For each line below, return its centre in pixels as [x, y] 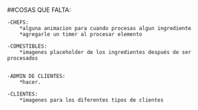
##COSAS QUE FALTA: [39, 10]
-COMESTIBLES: [27, 46]
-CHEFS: [18, 23]
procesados [23, 58]
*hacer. [30, 82]
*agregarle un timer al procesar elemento [81, 34]
